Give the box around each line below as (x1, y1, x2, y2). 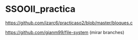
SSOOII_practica (5, 3, 76, 15)
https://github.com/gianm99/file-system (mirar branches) (5, 29, 124, 35)
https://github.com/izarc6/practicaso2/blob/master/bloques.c (5, 20, 133, 26)
